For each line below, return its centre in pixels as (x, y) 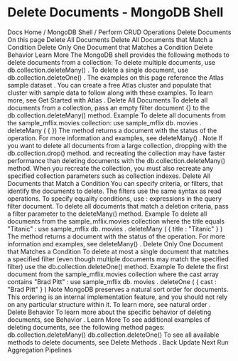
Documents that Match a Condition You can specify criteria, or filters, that (115, 183)
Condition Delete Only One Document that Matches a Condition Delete (110, 47)
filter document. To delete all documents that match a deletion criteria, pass (118, 206)
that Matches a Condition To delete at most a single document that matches (118, 251)
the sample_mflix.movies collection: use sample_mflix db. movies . (104, 122)
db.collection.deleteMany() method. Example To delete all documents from (117, 115)
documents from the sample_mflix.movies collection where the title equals (116, 221)
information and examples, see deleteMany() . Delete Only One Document (115, 244)
